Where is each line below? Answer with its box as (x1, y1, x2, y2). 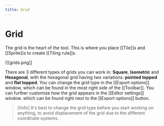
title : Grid (5, 7, 30, 12)
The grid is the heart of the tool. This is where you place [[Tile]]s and (5, 45, 145, 51)
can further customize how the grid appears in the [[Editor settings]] (5, 90, 144, 96)
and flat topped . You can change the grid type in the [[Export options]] (5, 79, 150, 85)
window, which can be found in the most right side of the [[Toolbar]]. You (5, 85, 154, 91)
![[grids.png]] (5, 60, 33, 65)
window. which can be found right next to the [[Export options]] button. (5, 95, 150, 101)
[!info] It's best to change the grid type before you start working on (17, 104, 154, 111)
